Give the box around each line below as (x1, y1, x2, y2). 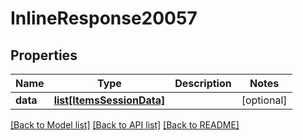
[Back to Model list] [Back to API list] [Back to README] (10, 119, 240, 131)
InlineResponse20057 (10, 7, 198, 30)
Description (174, 77, 232, 90)
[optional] (241, 93, 288, 107)
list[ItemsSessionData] (53, 93, 166, 107)
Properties (10, 47, 78, 64)
